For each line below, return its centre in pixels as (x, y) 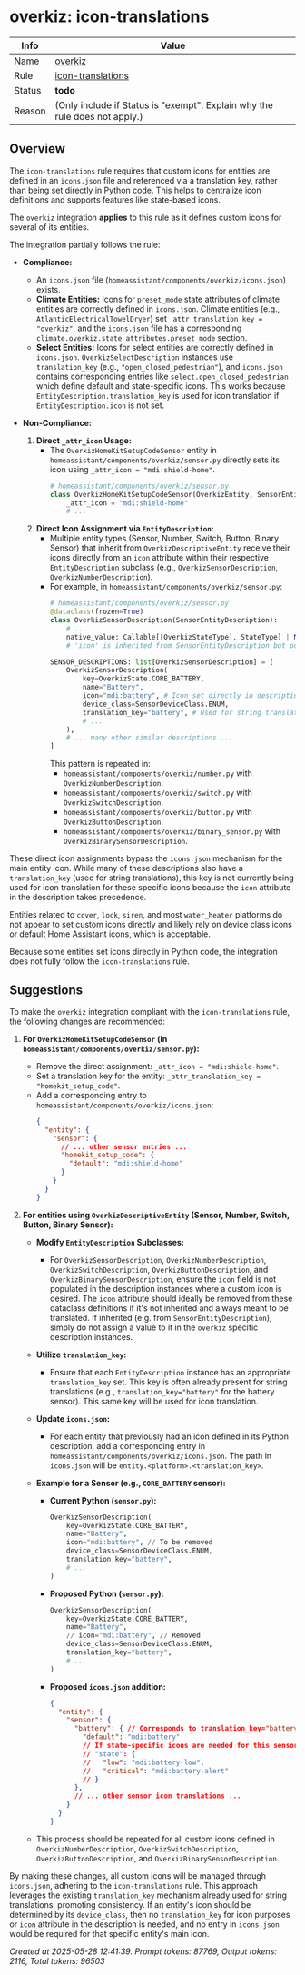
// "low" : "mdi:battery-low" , (143, 1762)
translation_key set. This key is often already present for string (168, 1382)
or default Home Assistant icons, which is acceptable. (110, 934)
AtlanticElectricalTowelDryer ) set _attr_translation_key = (149, 318)
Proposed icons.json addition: (108, 1686)
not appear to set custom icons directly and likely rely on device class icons (151, 925)
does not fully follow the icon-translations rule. (99, 961)
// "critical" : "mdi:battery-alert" (156, 1771)
